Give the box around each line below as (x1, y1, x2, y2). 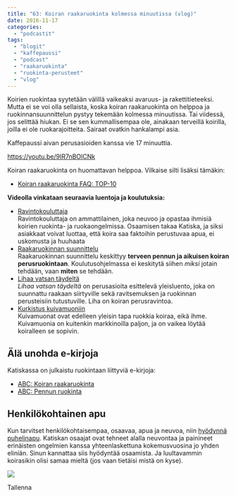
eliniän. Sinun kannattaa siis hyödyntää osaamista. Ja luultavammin (7, 449, 202, 457)
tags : (7, 37, 23, 44)
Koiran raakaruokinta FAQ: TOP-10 (17, 180, 117, 188)
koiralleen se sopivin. (17, 327, 80, 336)
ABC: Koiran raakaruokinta (17, 380, 95, 388)
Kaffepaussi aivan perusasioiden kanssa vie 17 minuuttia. (7, 139, 173, 147)
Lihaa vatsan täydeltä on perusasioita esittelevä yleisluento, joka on (17, 282, 215, 290)
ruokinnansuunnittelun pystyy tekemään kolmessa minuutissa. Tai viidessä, (7, 110, 225, 118)
